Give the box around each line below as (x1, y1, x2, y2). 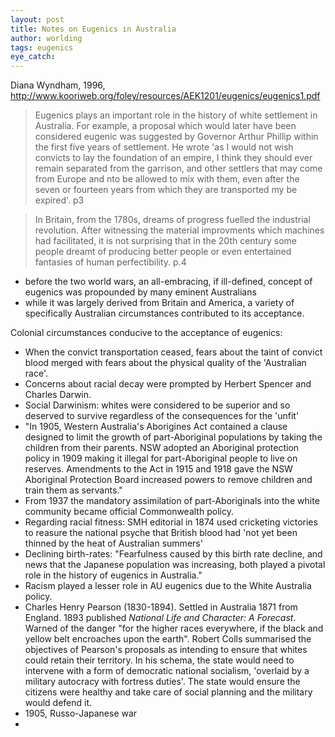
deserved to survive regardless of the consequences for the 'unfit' (24, 410, 300, 422)
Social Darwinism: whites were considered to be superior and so (24, 399, 291, 411)
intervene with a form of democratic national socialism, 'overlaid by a (24, 665, 310, 677)
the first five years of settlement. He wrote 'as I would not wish (34, 141, 294, 153)
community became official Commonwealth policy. (24, 506, 234, 518)
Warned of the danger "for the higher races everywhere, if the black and (24, 622, 324, 635)
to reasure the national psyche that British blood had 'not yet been (24, 527, 298, 539)
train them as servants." (24, 484, 123, 496)
